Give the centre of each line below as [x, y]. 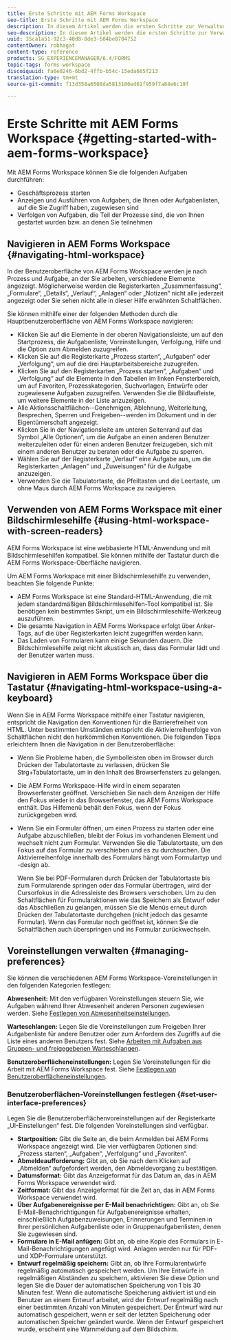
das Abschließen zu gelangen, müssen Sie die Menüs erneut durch [112, 907]
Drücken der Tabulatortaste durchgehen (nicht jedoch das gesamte [112, 914]
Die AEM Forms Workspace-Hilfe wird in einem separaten [99, 785]
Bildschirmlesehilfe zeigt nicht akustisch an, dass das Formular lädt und [118, 647]
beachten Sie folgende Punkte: [51, 583]
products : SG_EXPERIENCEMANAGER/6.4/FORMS [69, 59]
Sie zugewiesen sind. [47, 1234]
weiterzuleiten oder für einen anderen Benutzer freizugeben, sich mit [115, 444]
